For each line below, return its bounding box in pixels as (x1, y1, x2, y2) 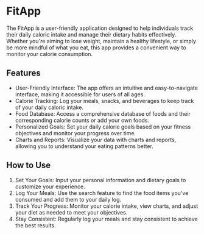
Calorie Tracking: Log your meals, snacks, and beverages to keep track (15, 97, 194, 104)
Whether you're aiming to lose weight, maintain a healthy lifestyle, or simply (6, 37, 197, 44)
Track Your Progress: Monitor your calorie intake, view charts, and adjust (15, 202, 199, 210)
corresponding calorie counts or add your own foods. (15, 116, 150, 124)
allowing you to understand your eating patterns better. (15, 142, 154, 150)
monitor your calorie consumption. (6, 50, 93, 57)
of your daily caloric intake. (15, 104, 84, 111)
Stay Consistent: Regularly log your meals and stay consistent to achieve (15, 215, 198, 222)
